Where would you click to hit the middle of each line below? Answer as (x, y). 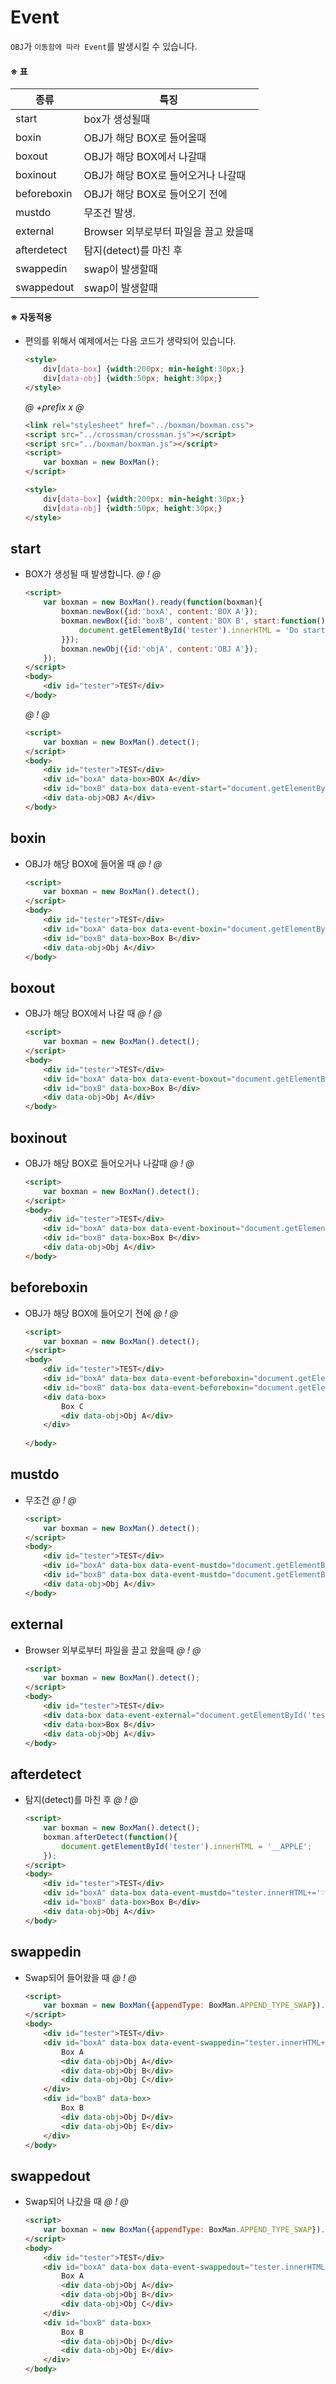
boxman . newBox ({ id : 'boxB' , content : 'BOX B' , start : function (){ (195, 621)
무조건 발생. (109, 213)
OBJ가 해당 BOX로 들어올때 (145, 138)
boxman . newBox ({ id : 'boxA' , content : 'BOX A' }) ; (160, 612)
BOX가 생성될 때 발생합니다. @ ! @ (93, 574)
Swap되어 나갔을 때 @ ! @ (76, 2202)
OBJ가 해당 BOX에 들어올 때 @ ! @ (93, 863)
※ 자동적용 (31, 317)
